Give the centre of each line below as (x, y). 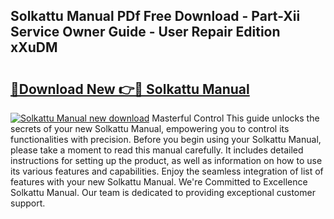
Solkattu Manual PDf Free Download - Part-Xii (155, 16)
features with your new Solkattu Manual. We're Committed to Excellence (159, 182)
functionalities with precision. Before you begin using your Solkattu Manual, (166, 139)
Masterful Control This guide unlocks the (235, 118)
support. (28, 203)
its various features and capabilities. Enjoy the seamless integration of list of (167, 171)
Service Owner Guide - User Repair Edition (145, 32)
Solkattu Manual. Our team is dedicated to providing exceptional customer (163, 192)
